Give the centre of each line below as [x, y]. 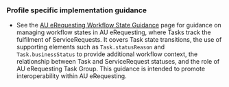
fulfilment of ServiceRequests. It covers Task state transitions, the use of [119, 40]
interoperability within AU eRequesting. [72, 76]
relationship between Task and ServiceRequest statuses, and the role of [118, 62]
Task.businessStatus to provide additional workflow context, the [107, 54]
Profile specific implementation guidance [77, 10]
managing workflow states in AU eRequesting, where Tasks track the [113, 32]
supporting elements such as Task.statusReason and [91, 47]
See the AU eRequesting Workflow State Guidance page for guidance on [119, 25]
